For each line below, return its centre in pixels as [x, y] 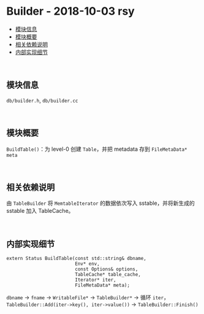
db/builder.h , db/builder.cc [42, 100]
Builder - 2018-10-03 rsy [70, 11]
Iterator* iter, [95, 280]
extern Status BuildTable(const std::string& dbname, [77, 259]
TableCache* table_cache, [108, 275]
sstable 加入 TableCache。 [40, 211]
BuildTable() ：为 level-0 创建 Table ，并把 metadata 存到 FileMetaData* [97, 149]
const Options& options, [106, 269]
